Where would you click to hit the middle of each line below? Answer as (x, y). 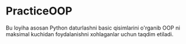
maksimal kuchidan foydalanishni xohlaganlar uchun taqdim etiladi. (90, 34)
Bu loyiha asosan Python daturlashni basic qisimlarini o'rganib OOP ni (93, 28)
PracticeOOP (39, 11)
